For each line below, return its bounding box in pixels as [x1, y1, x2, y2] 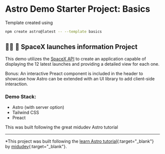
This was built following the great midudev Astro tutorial [5, 124, 118, 130]
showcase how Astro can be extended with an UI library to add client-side [5, 76, 155, 81]
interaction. [5, 81, 28, 87]
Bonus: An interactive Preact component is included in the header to [5, 70, 143, 77]
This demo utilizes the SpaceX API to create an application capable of [5, 55, 146, 62]
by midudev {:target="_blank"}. [5, 143, 67, 149]
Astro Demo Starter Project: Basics [5, 3, 151, 15]
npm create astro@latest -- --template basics [5, 29, 102, 34]
